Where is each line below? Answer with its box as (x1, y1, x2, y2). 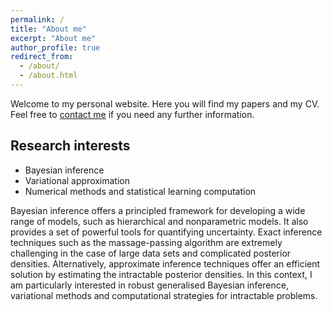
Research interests (10, 137, 131, 155)
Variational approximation (24, 174, 131, 186)
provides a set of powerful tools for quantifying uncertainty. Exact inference (10, 226, 323, 238)
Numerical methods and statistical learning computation (24, 185, 257, 197)
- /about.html (19, 71, 78, 81)
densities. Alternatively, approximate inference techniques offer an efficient (10, 257, 321, 270)
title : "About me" (10, 24, 87, 34)
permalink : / (10, 14, 65, 25)
